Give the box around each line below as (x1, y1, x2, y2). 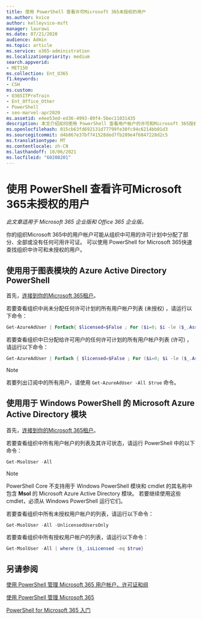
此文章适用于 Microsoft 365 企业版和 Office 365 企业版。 (6, 218, 147, 226)
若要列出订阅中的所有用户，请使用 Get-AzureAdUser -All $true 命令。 (6, 379, 180, 386)
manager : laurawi (6, 25, 50, 32)
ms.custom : (6, 87, 34, 93)
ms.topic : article (6, 43, 52, 49)
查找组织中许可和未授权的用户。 (6, 246, 85, 254)
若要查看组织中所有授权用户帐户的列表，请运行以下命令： (6, 533, 148, 541)
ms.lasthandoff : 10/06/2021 (6, 149, 77, 155)
